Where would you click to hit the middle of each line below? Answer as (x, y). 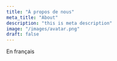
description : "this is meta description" (59, 23)
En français (20, 51)
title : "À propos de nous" (40, 12)
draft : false (23, 34)
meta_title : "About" (32, 18)
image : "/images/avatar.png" (43, 29)
